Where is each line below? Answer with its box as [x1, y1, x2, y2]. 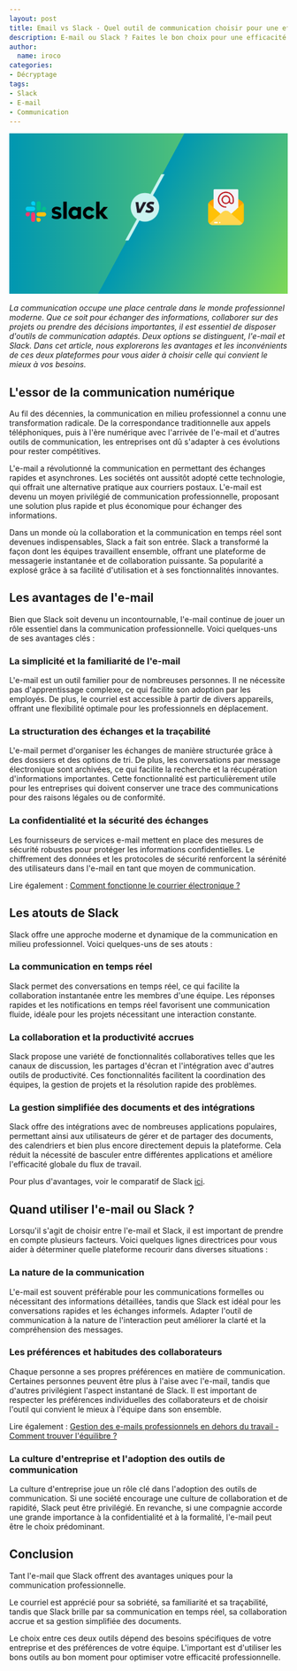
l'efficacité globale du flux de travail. [9, 1159, 141, 1170]
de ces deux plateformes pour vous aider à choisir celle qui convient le [9, 350, 268, 360]
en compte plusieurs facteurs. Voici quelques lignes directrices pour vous [9, 1235, 278, 1245]
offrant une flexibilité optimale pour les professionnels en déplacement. [9, 704, 269, 714]
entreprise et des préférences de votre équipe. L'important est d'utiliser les [9, 1642, 282, 1652]
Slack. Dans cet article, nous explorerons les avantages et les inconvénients [9, 341, 287, 351]
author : [9, 42, 38, 51]
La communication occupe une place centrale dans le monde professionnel [9, 303, 286, 313]
